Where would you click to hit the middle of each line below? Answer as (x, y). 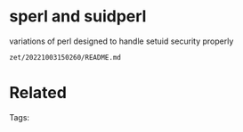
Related (38, 93)
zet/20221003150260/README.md (65, 57)
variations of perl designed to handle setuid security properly (121, 41)
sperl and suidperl (78, 16)
